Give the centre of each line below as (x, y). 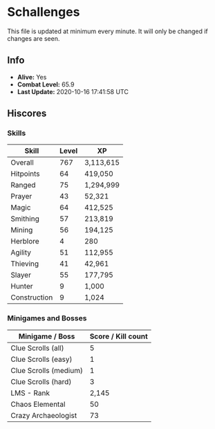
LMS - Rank (30, 393)
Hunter (22, 286)
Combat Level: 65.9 (46, 84)
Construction (32, 298)
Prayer (21, 197)
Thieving (25, 264)
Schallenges (44, 12)
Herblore (25, 241)
